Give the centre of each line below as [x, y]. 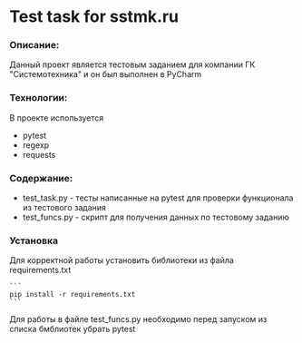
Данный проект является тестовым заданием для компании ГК [132, 64]
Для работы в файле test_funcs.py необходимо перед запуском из [138, 319]
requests [39, 154]
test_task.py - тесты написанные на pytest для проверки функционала [158, 198]
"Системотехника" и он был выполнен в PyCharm [106, 74]
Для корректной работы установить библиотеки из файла [122, 260]
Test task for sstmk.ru [94, 17]
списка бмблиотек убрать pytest [73, 329]
